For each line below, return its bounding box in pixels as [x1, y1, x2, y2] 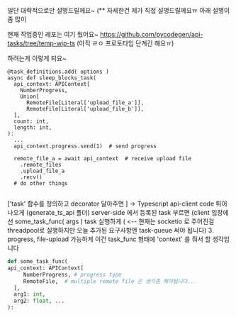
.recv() [20, 174, 43, 181]
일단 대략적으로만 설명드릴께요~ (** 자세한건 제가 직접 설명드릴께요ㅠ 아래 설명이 [7, 6, 230, 14]
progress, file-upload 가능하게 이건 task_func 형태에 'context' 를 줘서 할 [7, 235, 211, 243]
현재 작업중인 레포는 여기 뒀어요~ [7, 30, 99, 38]
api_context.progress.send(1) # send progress [13, 143, 157, 150]
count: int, [13, 118, 50, 125]
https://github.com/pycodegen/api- [100, 30, 203, 38]
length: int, [13, 124, 52, 131]
